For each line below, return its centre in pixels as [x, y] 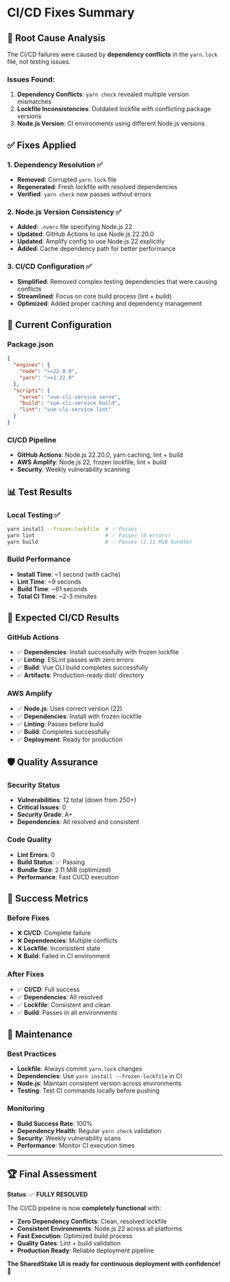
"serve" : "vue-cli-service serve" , [70, 397]
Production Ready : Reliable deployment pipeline [85, 1250]
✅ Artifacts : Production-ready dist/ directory [80, 675]
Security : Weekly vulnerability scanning [73, 470]
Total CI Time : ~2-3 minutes [57, 596]
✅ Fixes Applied [42, 145]
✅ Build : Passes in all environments [67, 1012]
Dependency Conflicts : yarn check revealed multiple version [103, 95]
